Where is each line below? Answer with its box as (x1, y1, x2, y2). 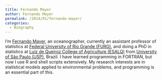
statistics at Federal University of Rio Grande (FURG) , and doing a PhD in (5, 44, 152, 49)
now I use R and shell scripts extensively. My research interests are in (5, 59, 145, 65)
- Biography (9, 25, 34, 30)
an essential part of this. (5, 69, 54, 75)
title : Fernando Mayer (5, 7, 51, 12)
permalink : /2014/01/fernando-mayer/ (5, 16, 82, 21)
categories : (5, 20, 29, 26)
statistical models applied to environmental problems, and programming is (5, 64, 155, 70)
